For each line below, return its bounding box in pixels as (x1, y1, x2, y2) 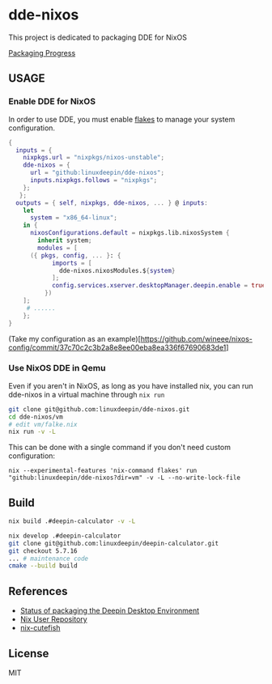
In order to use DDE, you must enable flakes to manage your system (8, 114, 236, 124)
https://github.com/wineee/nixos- (140, 334, 253, 343)
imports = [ (51, 259, 92, 267)
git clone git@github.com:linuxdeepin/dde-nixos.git (8, 405, 190, 414)
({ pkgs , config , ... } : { (29, 251, 121, 260)
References (8, 584, 68, 598)
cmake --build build (8, 562, 79, 570)
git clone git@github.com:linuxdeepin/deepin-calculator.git (8, 539, 219, 547)
